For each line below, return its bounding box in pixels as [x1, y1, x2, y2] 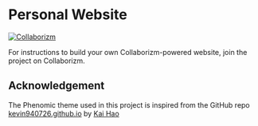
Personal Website [8, 6, 127, 24]
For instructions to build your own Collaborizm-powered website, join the [8, 47, 248, 57]
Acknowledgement [8, 79, 105, 93]
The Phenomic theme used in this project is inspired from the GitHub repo [8, 100, 251, 109]
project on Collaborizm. [8, 56, 85, 65]
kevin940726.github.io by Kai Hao [8, 108, 119, 118]
